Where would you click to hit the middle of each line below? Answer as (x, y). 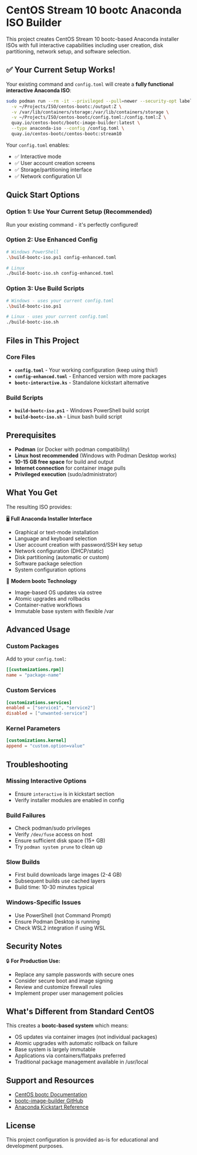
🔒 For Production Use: (33, 961)
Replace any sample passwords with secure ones (74, 974)
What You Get (32, 493)
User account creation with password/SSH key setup (78, 544)
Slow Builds (23, 862)
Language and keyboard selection (56, 538)
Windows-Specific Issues (43, 903)
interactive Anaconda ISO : (39, 90)
